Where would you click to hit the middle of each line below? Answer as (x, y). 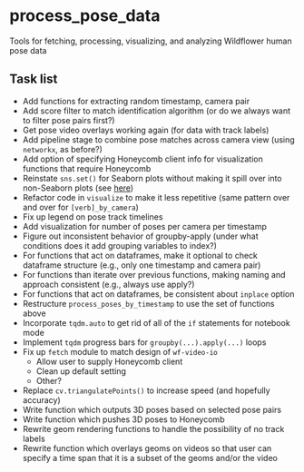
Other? (49, 380)
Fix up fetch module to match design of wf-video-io (120, 351)
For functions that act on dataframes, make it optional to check (140, 255)
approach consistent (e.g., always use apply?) (108, 284)
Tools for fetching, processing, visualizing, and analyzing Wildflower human (151, 41)
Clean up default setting (81, 371)
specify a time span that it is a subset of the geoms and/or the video (150, 457)
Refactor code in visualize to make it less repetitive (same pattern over (156, 197)
